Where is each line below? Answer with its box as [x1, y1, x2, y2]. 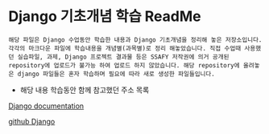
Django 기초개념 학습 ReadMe [8, 7, 201, 26]
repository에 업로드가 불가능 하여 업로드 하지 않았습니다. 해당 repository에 [8, 61, 240, 69]
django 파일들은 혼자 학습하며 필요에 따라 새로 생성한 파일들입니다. [17, 70, 215, 78]
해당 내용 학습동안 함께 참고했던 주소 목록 [19, 85, 150, 95]
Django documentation [8, 101, 85, 111]
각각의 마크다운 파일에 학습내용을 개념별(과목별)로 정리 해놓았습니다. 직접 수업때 [8, 44, 242, 52]
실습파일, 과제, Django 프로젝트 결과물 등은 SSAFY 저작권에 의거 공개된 [17, 53, 230, 61]
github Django [8, 116, 56, 126]
